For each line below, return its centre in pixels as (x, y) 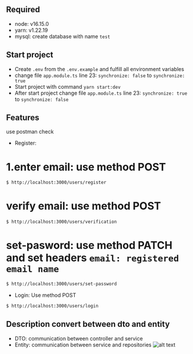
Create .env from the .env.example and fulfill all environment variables (99, 69)
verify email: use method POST (84, 206)
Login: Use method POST (45, 295)
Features (23, 118)
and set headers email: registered (93, 258)
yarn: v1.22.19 (31, 30)
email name (33, 270)
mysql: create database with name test (62, 36)
